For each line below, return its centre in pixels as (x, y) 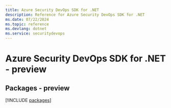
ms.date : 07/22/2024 (27, 19)
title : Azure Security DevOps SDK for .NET (52, 10)
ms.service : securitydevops (35, 33)
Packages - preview (38, 88)
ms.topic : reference (27, 24)
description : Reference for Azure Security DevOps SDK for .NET (75, 15)
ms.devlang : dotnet (26, 29)
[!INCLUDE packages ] (28, 100)
